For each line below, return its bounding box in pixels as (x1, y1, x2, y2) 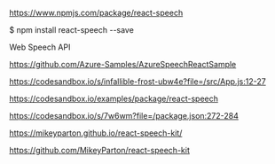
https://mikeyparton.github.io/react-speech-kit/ (9, 128, 183, 138)
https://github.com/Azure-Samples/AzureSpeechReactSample (9, 59, 237, 69)
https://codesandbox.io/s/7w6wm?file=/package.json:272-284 (9, 111, 240, 121)
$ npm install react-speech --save (9, 25, 135, 35)
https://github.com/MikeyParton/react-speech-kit (9, 145, 191, 155)
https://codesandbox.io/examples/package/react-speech (9, 93, 219, 104)
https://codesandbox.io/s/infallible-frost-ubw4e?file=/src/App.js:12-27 (9, 76, 266, 87)
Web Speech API (9, 42, 71, 52)
